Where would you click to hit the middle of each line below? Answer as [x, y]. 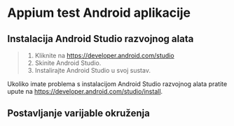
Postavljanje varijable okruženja [79, 113]
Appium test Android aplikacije [99, 13]
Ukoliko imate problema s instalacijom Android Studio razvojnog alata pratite [117, 84]
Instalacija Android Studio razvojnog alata [101, 39]
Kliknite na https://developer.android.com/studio [104, 55]
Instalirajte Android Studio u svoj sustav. [92, 70]
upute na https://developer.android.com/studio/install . [85, 91]
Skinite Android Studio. [68, 63]
